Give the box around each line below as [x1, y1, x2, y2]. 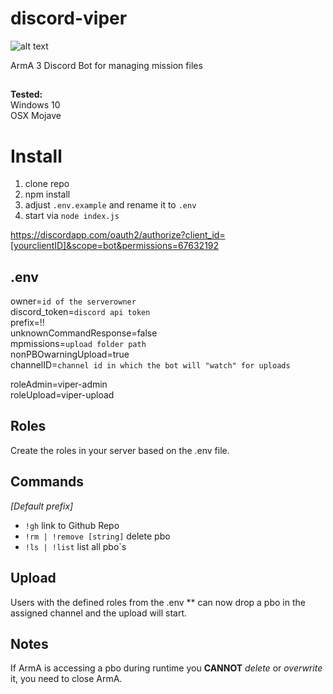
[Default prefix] [10, 500, 74, 512]
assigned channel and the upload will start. [10, 607, 188, 619]
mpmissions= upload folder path [10, 338, 147, 350]
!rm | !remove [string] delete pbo [24, 530, 171, 542]
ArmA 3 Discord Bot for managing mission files [10, 59, 203, 71]
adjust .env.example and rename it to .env [24, 199, 197, 211]
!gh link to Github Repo [24, 519, 120, 531]
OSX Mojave [10, 110, 62, 122]
